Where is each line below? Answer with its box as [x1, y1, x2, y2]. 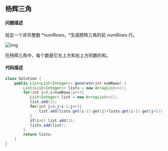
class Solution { [5, 76, 42, 81]
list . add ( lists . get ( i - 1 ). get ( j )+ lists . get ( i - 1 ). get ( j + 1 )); [39, 108, 165, 114]
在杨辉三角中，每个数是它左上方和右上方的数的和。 [5, 52, 111, 58]
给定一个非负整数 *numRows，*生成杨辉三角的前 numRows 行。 [5, 32, 138, 38]
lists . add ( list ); [30, 122, 66, 128]
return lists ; [23, 132, 53, 137]
